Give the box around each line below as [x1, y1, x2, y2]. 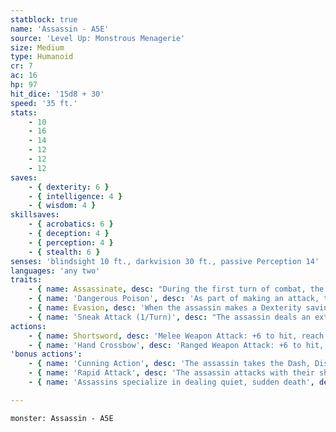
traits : [10, 275, 43, 285]
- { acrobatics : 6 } [28, 219, 114, 230]
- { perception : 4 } [28, 237, 114, 248]
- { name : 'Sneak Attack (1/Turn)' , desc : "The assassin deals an [28, 312, 311, 322]
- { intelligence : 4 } [28, 191, 123, 201]
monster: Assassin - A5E [10, 413, 114, 423]
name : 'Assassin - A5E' [10, 24, 110, 34]
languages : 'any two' [10, 266, 101, 276]
